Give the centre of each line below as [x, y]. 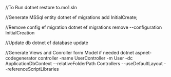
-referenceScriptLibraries [32, 69]
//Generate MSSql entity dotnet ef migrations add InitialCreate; [71, 17]
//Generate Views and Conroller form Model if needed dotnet [70, 53]
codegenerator [21, 58]
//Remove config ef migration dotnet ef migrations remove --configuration [84, 27]
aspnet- [144, 53]
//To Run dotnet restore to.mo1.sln [41, 7]
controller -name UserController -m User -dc [85, 58]
